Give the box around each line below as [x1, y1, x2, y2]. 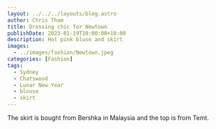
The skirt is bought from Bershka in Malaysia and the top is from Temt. [7, 114, 209, 122]
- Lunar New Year [13, 82, 64, 89]
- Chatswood [13, 75, 49, 82]
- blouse [13, 88, 39, 95]
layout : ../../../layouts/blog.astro [7, 10, 117, 17]
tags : [7, 62, 23, 69]
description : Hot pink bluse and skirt [7, 36, 123, 43]
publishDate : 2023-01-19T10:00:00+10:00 [7, 29, 127, 37]
